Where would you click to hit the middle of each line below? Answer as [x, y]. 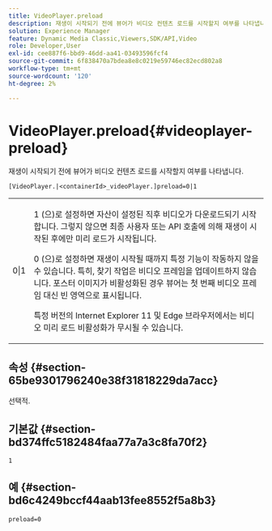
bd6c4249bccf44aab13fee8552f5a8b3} [113, 501]
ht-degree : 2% [32, 83]
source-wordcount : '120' [50, 76]
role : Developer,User [45, 46]
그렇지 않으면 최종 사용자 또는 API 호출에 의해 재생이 [154, 227]
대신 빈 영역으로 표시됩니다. [92, 295]
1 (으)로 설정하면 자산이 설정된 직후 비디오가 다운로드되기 [137, 215]
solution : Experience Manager [59, 31]
